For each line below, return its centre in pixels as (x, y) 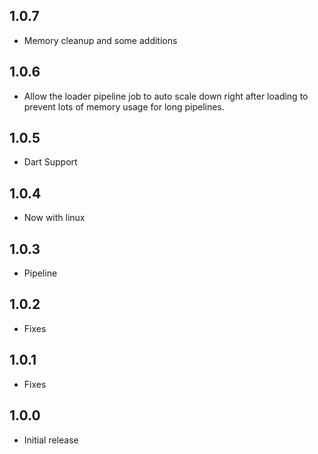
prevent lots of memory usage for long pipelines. (124, 106)
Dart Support (50, 162)
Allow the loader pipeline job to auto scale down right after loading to (166, 96)
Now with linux (54, 218)
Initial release (51, 440)
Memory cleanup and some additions (100, 40)
